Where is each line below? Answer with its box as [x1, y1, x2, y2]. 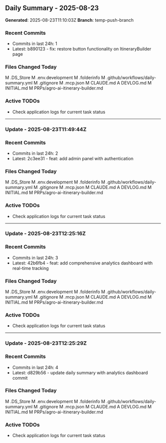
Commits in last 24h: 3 [12, 255, 58, 261]
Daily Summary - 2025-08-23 [5, 4, 99, 12]
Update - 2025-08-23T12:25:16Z [5, 230, 86, 237]
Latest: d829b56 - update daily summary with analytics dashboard [12, 369, 148, 375]
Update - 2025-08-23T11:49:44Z [5, 126, 87, 133]
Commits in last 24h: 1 [12, 41, 58, 46]
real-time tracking [12, 265, 49, 271]
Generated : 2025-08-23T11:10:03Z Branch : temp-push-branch [5, 17, 134, 23]
